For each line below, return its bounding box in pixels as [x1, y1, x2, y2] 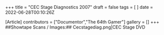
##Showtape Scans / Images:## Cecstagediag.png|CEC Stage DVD [5, 24, 146, 30]
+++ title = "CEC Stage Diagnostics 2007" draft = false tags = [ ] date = [5, 4, 153, 10]
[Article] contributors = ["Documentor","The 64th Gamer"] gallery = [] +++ [5, 19, 159, 25]
